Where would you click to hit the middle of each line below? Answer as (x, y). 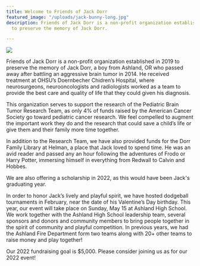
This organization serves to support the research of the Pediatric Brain (93, 104)
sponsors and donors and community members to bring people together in (98, 221)
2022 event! (21, 258)
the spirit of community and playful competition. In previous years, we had (97, 227)
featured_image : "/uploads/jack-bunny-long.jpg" (68, 17)
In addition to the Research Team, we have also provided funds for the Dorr (99, 141)
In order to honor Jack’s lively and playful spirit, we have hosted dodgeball (97, 196)
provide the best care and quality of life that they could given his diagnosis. (98, 93)
